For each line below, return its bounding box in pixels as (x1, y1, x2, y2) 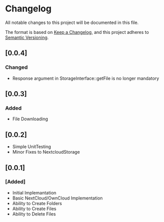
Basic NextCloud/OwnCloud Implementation (12, 195, 103, 201)
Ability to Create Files (12, 206, 57, 212)
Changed (5, 64, 28, 71)
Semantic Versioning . (5, 34, 49, 40)
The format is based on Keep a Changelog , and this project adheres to (5, 29, 149, 35)
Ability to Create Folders (12, 200, 62, 206)
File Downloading (12, 116, 48, 122)
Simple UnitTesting (12, 144, 51, 150)
